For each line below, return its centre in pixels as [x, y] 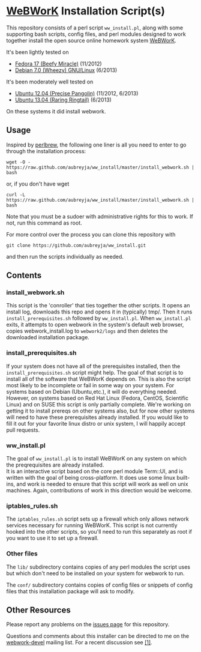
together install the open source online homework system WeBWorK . [91, 40]
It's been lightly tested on [37, 52]
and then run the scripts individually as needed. [65, 256]
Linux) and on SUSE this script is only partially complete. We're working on [98, 404]
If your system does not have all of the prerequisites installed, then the [93, 366]
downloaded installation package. [48, 337]
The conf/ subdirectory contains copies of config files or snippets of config [100, 585]
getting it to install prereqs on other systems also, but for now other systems [100, 411]
